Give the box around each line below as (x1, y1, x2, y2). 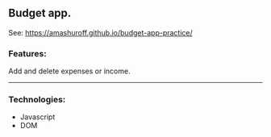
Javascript (19, 112, 56, 122)
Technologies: (8, 94, 66, 106)
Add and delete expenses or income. (8, 66, 131, 76)
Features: (8, 48, 47, 59)
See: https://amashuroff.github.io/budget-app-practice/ (8, 27, 194, 37)
